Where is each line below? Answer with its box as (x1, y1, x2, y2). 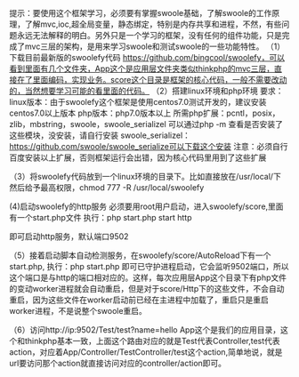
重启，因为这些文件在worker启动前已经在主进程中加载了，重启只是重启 (9, 294, 269, 305)
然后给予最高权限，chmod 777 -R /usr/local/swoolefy (9, 182, 205, 193)
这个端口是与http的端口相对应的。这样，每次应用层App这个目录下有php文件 (9, 272, 287, 283)
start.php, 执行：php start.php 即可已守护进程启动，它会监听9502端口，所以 (9, 261, 289, 271)
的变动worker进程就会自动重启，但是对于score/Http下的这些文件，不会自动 (9, 284, 285, 293)
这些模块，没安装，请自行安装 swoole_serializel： (9, 130, 191, 140)
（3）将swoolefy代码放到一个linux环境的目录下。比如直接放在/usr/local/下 (9, 172, 282, 181)
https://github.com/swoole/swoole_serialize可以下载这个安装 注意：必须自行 (9, 141, 288, 151)
